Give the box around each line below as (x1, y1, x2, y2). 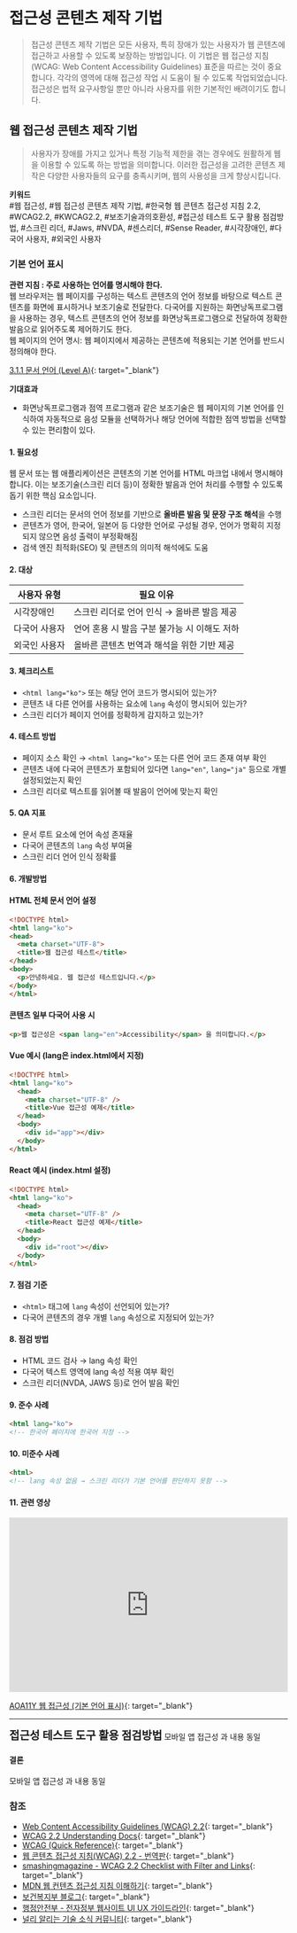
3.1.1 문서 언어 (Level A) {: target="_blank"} (9, 365, 160, 376)
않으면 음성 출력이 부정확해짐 (38, 531, 139, 542)
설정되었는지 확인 (21, 775, 82, 785)
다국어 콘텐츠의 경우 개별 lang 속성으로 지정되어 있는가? (21, 1312, 215, 1322)
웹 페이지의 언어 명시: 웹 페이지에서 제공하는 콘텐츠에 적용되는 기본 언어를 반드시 (9, 335, 286, 346)
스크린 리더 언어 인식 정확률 (21, 852, 118, 862)
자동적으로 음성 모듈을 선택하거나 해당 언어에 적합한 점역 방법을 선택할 (45, 414, 287, 425)
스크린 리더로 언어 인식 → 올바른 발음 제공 (73, 606, 238, 619)
